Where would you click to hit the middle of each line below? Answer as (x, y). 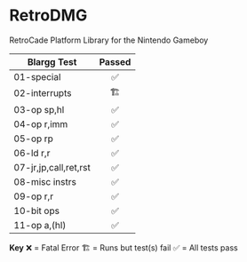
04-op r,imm (41, 123)
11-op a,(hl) (40, 225)
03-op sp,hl (39, 109)
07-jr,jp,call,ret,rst (52, 167)
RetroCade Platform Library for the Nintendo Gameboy (109, 40)
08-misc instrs (45, 181)
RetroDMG (48, 16)
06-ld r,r (32, 153)
